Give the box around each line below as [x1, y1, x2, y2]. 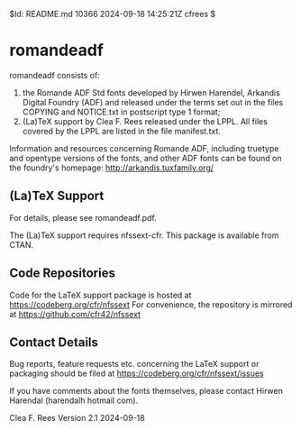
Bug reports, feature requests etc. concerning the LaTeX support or [9, 359, 260, 370]
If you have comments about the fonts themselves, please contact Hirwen [9, 386, 284, 397]
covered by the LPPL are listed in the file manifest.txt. [22, 125, 221, 136]
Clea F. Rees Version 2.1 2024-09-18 [9, 413, 146, 424]
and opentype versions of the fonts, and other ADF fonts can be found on [9, 152, 282, 163]
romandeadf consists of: [9, 69, 101, 80]
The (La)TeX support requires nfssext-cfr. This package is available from [9, 230, 279, 241]
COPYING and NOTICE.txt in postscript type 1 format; [22, 106, 221, 117]
